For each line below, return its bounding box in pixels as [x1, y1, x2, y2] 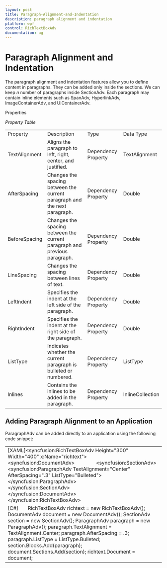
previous [47, 248, 68, 255]
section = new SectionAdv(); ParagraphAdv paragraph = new [7, 517, 151, 524]
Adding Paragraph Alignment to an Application [5, 417, 153, 426]
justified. [47, 163, 68, 170]
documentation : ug [5, 30, 43, 35]
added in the [47, 394, 77, 401]
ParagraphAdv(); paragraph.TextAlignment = [7, 523, 112, 530]
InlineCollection [123, 391, 160, 398]
